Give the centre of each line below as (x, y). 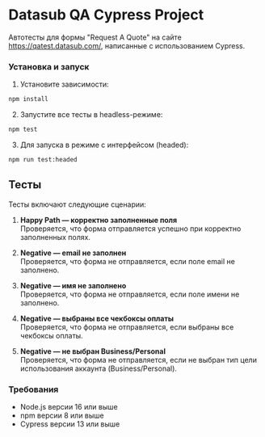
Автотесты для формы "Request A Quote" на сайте (95, 37)
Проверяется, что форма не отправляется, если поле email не (128, 261)
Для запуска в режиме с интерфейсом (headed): (104, 145)
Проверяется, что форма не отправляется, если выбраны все (127, 327)
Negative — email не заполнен (73, 253)
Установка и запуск (49, 66)
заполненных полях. (55, 237)
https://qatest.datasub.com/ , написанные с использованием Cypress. (127, 45)
